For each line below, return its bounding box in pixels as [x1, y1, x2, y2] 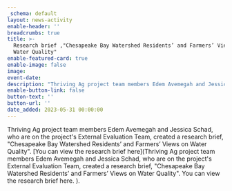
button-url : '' [7, 100, 51, 107]
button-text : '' [7, 94, 54, 101]
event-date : [7, 74, 41, 81]
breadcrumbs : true [7, 29, 60, 37]
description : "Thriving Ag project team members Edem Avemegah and [7, 81, 206, 88]
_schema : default [7, 10, 57, 17]
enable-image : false [7, 61, 67, 68]
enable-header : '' [7, 23, 60, 30]
